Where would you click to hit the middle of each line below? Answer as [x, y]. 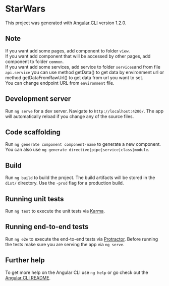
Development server [38, 99]
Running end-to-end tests [47, 227]
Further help [25, 260]
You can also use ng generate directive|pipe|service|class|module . [77, 150]
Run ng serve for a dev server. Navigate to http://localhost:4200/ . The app [84, 111]
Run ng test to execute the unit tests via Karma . [55, 211]
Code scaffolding [33, 132]
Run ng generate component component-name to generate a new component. [83, 144]
